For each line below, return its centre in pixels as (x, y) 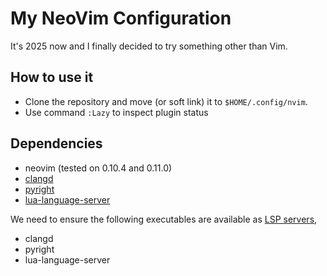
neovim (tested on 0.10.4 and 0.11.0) (98, 168)
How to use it (52, 77)
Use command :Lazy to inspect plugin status (116, 112)
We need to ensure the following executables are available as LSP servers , (164, 219)
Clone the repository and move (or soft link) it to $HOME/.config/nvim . (166, 101)
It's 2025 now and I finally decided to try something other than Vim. (149, 46)
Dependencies (56, 143)
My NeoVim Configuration (121, 18)
